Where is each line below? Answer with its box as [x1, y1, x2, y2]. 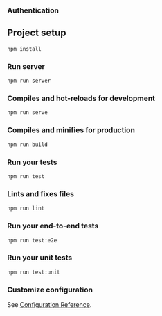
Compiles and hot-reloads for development [7, 93, 156, 103]
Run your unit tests [7, 253, 73, 262]
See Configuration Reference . [7, 301, 92, 309]
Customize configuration [7, 285, 93, 294]
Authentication [7, 6, 59, 15]
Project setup [7, 27, 67, 39]
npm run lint [7, 205, 45, 212]
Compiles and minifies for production [7, 125, 135, 135]
